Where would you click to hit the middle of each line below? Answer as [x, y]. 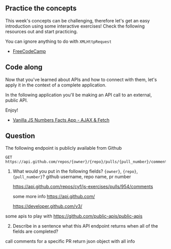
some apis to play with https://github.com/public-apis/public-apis [74, 216]
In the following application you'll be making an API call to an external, [79, 95]
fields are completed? [35, 232]
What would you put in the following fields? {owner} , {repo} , [75, 171]
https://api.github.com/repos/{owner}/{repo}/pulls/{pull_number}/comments [87, 162]
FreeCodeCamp [29, 51]
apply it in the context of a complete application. [56, 85]
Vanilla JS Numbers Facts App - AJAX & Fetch [61, 120]
